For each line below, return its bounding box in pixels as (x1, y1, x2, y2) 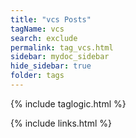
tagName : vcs (10, 24, 65, 34)
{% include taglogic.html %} (10, 97, 127, 110)
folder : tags (10, 71, 65, 81)
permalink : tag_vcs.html (10, 42, 114, 53)
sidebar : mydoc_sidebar (10, 52, 110, 62)
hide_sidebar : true (10, 61, 92, 71)
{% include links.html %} (10, 117, 112, 129)
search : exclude (10, 33, 78, 43)
